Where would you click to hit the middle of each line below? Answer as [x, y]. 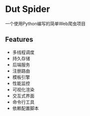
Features [19, 40]
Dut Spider [28, 9]
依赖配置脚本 [25, 108]
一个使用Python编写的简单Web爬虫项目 [45, 23]
